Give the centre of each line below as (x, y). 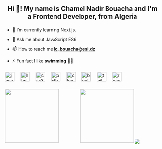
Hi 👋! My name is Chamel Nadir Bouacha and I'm (82, 9)
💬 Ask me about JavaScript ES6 (44, 40)
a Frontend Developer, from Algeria (82, 16)
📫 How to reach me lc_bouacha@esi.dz (54, 49)
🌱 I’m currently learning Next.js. (44, 30)
